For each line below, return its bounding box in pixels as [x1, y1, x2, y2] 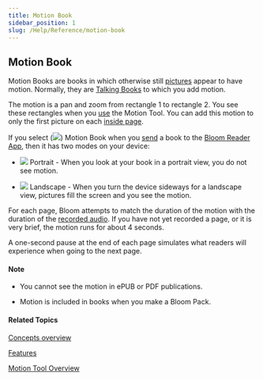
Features [8, 348, 37, 357]
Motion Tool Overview [8, 363, 81, 373]
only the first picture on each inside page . [8, 117, 145, 126]
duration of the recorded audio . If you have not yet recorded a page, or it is [8, 214, 252, 224]
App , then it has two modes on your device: [8, 141, 150, 151]
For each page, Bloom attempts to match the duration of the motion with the [8, 206, 255, 215]
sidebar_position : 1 [8, 19, 77, 27]
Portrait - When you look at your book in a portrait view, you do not [29, 158, 247, 167]
